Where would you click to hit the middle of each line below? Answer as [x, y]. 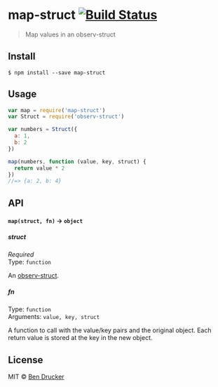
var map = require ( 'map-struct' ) [57, 110]
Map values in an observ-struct [70, 34]
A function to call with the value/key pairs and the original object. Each [110, 330]
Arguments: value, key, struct [54, 317]
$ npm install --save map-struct [57, 73]
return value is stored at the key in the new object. [80, 338]
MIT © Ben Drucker [36, 377]
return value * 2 [40, 168]
